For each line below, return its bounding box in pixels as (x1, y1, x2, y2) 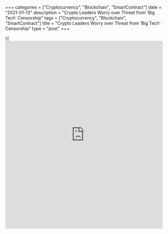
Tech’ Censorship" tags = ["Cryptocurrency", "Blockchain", (5, 15, 126, 21)
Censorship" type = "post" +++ (5, 26, 70, 32)
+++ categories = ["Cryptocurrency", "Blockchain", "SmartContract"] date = (5, 5, 162, 10)
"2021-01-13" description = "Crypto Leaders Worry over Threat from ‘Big (5, 10, 155, 16)
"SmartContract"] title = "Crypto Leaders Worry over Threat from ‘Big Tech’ (5, 20, 161, 26)
